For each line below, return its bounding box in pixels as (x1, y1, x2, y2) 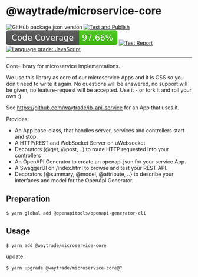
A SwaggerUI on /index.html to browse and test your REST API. (14, 164, 168, 171)
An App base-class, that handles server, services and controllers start (14, 126, 184, 134)
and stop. (14, 133, 38, 140)
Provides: (6, 115, 29, 122)
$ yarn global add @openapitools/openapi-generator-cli (6, 210, 146, 216)
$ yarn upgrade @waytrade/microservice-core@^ (6, 265, 123, 271)
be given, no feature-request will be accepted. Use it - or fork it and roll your (6, 86, 192, 94)
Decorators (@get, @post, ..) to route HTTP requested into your (14, 145, 169, 152)
